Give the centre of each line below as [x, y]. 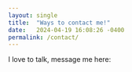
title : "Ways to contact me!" [59, 23]
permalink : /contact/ [44, 37]
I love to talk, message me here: [60, 59]
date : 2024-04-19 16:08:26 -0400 [66, 30]
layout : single [33, 15]
